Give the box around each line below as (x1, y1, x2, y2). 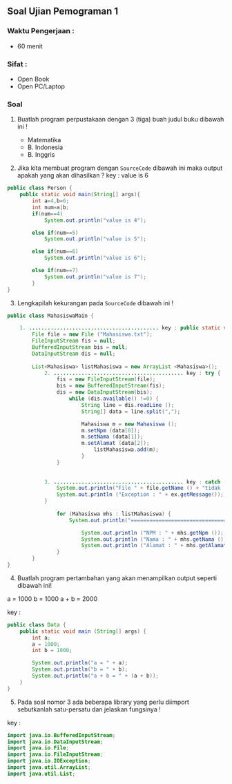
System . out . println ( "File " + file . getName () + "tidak (56, 485, 221, 492)
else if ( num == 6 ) (32, 248, 79, 255)
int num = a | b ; (32, 204, 70, 211)
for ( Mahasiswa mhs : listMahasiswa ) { (56, 510, 171, 517)
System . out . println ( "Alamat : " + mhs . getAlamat (81, 542, 227, 549)
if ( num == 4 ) (32, 210, 64, 217)
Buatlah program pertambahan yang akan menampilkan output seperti (17, 573, 217, 582)
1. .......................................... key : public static (19, 325, 221, 332)
